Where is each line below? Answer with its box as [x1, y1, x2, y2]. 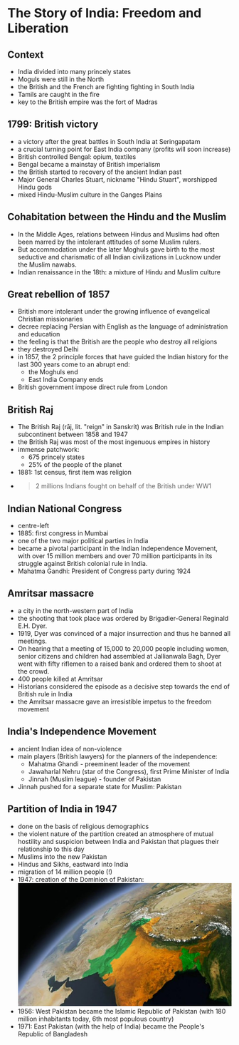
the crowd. [17, 666, 50, 675]
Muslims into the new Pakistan [17, 852, 107, 860]
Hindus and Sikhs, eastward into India [17, 860, 129, 868]
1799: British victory [7, 118, 99, 130]
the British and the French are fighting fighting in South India [17, 83, 195, 91]
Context [7, 48, 44, 61]
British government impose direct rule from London [17, 383, 169, 391]
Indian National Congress [7, 503, 122, 515]
